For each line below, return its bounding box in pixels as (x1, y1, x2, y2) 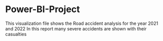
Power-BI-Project (5, 4, 80, 15)
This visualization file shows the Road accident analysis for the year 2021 (5, 20, 158, 26)
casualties (5, 31, 27, 37)
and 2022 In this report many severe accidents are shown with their (5, 25, 147, 31)
